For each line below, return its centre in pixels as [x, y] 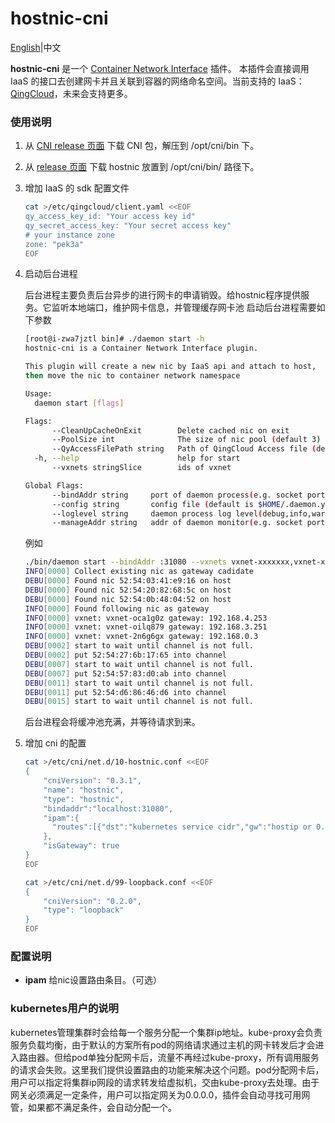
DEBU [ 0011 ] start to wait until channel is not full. [139, 683]
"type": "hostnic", [84, 799]
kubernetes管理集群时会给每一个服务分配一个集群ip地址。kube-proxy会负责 [166, 1032]
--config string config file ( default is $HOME [166, 504]
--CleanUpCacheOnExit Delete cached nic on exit [170, 430]
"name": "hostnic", [84, 790]
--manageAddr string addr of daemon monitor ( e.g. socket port [188, 523]
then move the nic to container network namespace [132, 376]
